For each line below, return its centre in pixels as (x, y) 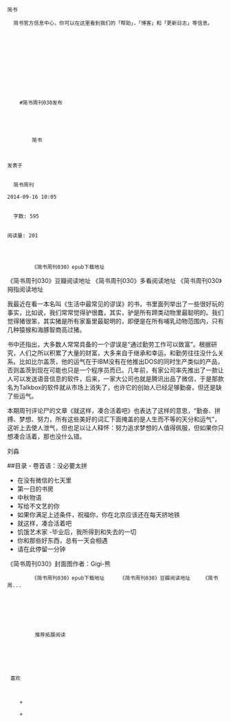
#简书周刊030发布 (41, 103)
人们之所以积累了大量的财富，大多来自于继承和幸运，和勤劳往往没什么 (118, 353)
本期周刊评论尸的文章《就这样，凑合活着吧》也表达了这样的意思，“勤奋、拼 (114, 411)
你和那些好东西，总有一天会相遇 (62, 540)
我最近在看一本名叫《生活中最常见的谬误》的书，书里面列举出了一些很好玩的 (115, 304)
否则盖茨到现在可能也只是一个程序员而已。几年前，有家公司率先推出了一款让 (115, 370)
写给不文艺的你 (38, 506)
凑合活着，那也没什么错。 (49, 436)
